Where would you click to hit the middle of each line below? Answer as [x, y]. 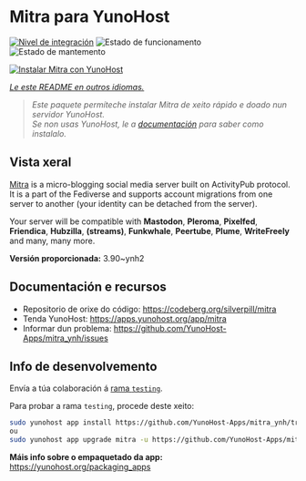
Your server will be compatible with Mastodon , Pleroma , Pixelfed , [133, 221]
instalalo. [49, 133]
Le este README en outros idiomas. [77, 87]
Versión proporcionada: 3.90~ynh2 [77, 258]
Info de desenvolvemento [83, 366]
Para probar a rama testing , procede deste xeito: [102, 406]
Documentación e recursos [88, 287]
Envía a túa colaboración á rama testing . [86, 388]
